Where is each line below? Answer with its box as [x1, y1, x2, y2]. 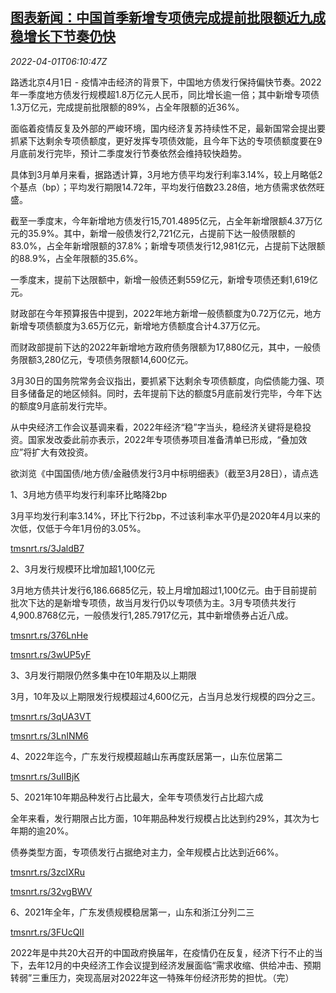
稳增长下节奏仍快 [10, 28, 116, 45]
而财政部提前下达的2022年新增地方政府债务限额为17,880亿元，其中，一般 [10, 341, 313, 353]
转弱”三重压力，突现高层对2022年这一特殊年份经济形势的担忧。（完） [10, 971, 295, 983]
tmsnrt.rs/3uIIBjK [10, 770, 80, 782]
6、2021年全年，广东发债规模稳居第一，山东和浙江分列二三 [10, 906, 255, 918]
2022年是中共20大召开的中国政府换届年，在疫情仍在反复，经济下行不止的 [10, 946, 315, 958]
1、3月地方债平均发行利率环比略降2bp [10, 488, 168, 500]
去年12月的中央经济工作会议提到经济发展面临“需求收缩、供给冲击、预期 [27, 959, 322, 971]
